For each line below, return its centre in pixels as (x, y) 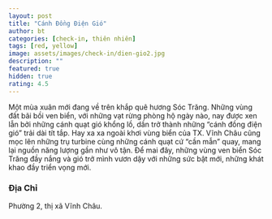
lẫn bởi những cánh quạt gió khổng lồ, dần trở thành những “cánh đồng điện (135, 124)
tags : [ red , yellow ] (43, 46)
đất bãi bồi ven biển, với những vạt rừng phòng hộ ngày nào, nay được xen (133, 115)
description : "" (36, 62)
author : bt (27, 31)
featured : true (34, 69)
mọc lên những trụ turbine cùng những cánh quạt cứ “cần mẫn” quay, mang (135, 141)
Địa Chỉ (23, 188)
